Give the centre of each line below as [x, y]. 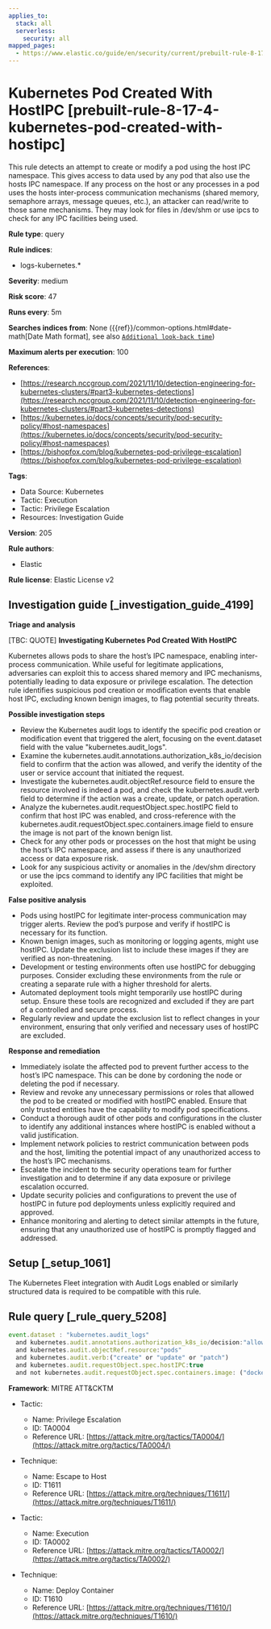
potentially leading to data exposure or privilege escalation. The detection [131, 681]
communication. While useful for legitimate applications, [130, 664]
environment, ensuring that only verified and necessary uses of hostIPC [140, 1027]
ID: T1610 [47, 1598]
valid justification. [49, 1135]
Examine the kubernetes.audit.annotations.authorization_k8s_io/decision [141, 756]
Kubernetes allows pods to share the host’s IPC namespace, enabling [123, 656]
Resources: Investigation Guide [72, 517]
